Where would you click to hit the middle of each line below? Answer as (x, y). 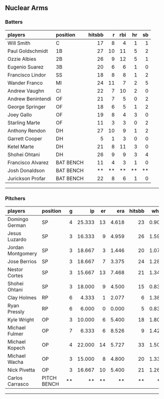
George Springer (27, 106)
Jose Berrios (22, 261)
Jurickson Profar (27, 178)
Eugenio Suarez (26, 67)
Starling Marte (24, 123)
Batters (14, 22)
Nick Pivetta (21, 370)
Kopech (16, 348)
